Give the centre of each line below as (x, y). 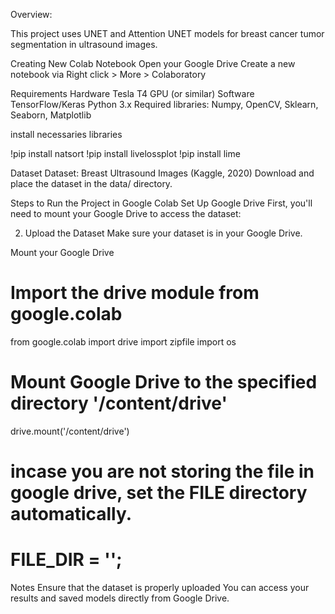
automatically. (71, 514)
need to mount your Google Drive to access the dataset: (126, 213)
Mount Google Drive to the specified (164, 382)
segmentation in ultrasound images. (84, 44)
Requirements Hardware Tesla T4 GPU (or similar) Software (132, 93)
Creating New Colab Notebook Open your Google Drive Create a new (153, 63)
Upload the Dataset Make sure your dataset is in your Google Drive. (163, 233)
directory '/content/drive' (119, 403)
